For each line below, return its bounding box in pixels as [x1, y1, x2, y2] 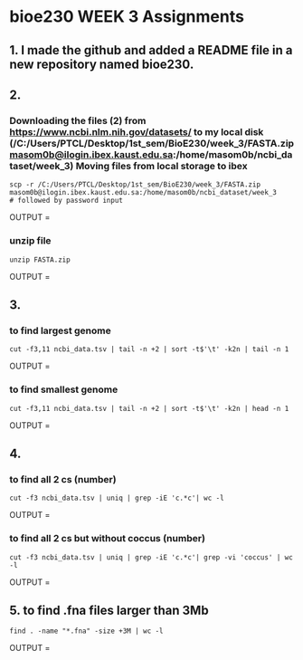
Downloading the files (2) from [9, 114, 147, 127]
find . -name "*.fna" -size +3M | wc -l [9, 627, 165, 636]
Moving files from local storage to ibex [75, 159, 249, 172]
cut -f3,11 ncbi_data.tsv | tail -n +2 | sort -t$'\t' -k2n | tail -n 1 [9, 345, 289, 354]
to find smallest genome [9, 383, 118, 396]
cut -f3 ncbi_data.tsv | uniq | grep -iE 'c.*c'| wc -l [9, 493, 224, 503]
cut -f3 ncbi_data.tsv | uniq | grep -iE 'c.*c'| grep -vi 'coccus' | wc [9, 552, 294, 562]
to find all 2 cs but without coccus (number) [9, 532, 206, 545]
